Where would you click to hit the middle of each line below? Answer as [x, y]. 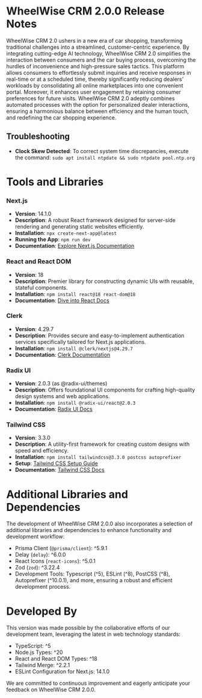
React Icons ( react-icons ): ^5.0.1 [55, 561]
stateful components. [41, 287]
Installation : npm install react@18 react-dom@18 [75, 294]
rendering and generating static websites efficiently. [79, 227]
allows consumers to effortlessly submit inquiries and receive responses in [99, 72]
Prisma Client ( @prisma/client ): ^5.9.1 [61, 548]
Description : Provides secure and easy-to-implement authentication [99, 335]
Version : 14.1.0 [33, 214]
